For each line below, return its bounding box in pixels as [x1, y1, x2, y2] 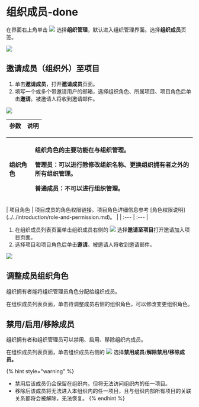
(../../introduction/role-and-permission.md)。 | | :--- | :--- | [6, 214, 149, 221]
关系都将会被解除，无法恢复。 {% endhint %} [14, 395, 126, 402]
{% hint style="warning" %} [6, 368, 75, 375]
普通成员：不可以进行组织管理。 [34, 184, 124, 192]
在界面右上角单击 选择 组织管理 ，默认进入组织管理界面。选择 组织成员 [6, 26, 181, 33]
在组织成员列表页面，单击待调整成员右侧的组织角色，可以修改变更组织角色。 [6, 300, 193, 308]
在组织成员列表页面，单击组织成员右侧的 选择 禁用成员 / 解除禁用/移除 [6, 348, 180, 356]
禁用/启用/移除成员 [6, 319, 75, 329]
